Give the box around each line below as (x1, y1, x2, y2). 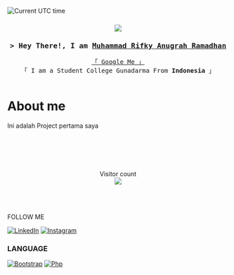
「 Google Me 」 (91, 58, 145, 66)
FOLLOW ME (7, 213, 44, 221)
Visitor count (99, 170, 137, 178)
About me (7, 98, 66, 114)
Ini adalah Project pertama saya (7, 121, 99, 130)
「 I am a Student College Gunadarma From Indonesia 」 (20, 67, 216, 75)
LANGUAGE (7, 244, 48, 254)
